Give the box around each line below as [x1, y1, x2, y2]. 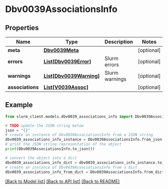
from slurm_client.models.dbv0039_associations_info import [5, 114, 133, 119]
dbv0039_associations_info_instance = [5, 137, 86, 142]
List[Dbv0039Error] [43, 58, 91, 65]
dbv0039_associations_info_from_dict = [5, 169, 88, 174]
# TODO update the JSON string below [5, 123, 84, 128]
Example [5, 101, 33, 109]
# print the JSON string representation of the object [5, 142, 122, 147]
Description [104, 39, 133, 45]
